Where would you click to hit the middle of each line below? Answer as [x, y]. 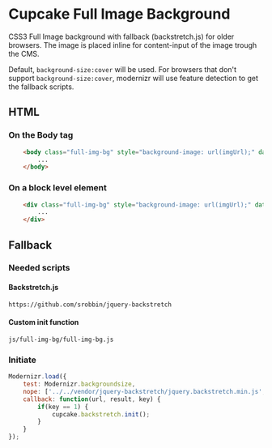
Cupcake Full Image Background [119, 14]
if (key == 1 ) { [63, 407]
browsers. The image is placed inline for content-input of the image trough [133, 45]
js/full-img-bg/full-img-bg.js [61, 339]
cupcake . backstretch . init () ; [101, 414]
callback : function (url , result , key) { [92, 399]
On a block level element [58, 188]
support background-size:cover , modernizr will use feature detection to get [134, 78]
